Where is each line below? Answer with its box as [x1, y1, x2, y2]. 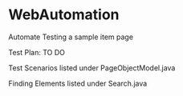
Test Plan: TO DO [8, 47, 66, 57]
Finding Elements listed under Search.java [8, 78, 148, 88]
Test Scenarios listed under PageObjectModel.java [8, 62, 176, 73]
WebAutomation [8, 6, 120, 24]
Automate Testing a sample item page [8, 32, 134, 42]
